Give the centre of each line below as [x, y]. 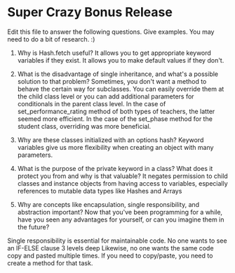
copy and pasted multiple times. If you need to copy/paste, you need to [110, 255]
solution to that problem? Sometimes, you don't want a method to [112, 81]
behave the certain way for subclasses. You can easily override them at [121, 89]
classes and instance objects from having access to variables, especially [122, 183]
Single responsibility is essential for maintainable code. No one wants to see [117, 241]
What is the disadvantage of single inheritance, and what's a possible [118, 74]
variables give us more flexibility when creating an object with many [115, 147]
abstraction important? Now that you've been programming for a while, [120, 212]
